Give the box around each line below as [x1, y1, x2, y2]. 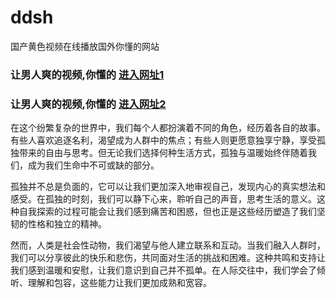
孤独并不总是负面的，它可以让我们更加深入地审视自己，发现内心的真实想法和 [10, 181, 326, 193]
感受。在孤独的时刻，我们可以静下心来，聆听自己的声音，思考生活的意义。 [10, 193, 317, 205]
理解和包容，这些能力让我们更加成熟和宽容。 [27, 277, 212, 289]
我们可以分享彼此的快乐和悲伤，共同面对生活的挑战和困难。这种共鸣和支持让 [10, 252, 326, 264]
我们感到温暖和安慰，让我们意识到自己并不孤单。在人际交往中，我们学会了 [10, 264, 317, 276]
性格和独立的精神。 [27, 218, 107, 230]
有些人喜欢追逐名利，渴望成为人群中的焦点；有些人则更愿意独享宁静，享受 [10, 134, 317, 146]
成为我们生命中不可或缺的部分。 [27, 159, 160, 171]
